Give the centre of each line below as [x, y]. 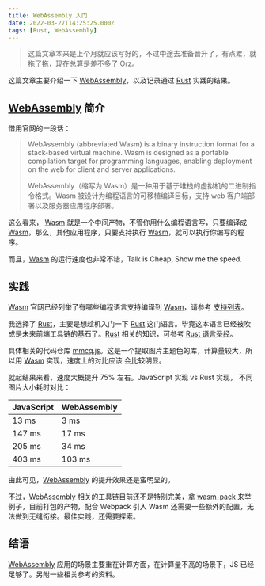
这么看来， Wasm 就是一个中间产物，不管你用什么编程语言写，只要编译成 [128, 223]
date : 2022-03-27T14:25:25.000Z [61, 23]
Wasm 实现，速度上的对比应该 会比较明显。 [95, 360]
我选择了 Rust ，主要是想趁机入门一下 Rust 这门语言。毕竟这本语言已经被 [126, 324]
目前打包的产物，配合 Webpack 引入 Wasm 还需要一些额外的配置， [138, 506]
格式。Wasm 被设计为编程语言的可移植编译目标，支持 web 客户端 [141, 196]
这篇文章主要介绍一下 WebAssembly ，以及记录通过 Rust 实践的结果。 [121, 81]
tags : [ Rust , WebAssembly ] [53, 30]
